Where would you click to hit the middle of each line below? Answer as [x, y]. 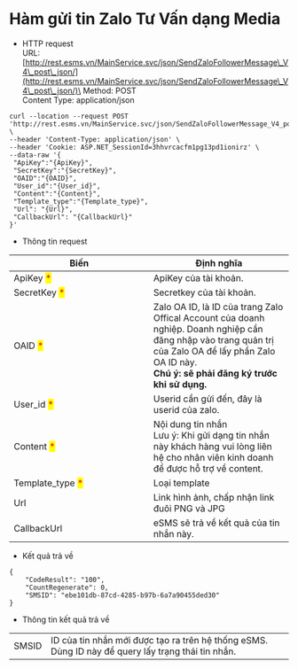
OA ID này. [176, 362]
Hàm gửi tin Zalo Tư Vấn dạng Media [145, 19]
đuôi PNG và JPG [190, 508]
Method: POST [110, 90]
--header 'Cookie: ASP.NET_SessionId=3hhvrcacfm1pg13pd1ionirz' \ [134, 147]
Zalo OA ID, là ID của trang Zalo [219, 307]
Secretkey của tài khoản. [205, 292]
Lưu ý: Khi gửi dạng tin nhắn [212, 435]
